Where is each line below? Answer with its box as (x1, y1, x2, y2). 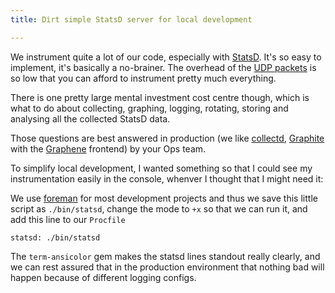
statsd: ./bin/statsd (10, 232, 101, 243)
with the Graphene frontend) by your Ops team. (10, 142, 207, 155)
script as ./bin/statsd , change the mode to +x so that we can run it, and (10, 202, 308, 215)
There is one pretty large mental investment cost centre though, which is (10, 91, 310, 103)
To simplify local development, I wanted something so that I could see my (10, 162, 313, 174)
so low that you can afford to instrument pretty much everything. (10, 72, 277, 84)
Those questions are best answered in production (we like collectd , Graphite (10, 132, 325, 144)
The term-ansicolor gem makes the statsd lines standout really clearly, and (10, 250, 321, 262)
